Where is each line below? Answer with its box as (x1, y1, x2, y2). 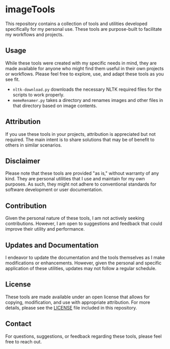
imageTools (5, 4, 55, 15)
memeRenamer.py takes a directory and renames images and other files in (12, 97, 163, 103)
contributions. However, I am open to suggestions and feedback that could (5, 220, 162, 227)
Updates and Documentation (5, 241, 99, 250)
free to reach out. (5, 338, 42, 344)
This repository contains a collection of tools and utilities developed (5, 20, 148, 27)
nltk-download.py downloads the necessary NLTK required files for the (12, 86, 162, 92)
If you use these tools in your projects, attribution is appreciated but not (5, 131, 156, 137)
